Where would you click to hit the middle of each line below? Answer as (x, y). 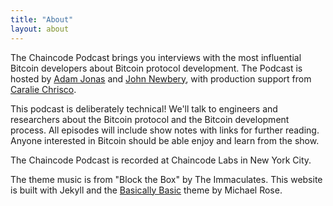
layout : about (40, 29)
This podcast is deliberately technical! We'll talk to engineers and (144, 108)
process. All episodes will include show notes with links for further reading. (165, 130)
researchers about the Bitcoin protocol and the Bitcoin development (150, 119)
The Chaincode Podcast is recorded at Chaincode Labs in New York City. (161, 160)
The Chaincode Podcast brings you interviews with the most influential (156, 57)
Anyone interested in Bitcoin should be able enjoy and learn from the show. (165, 140)
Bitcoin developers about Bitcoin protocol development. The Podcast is (156, 68)
